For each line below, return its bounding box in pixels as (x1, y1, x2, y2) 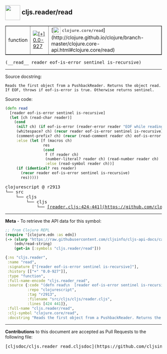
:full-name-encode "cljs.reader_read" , (7, 278, 90, 283)
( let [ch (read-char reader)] (9, 115, 72, 120)
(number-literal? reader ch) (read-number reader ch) (45, 157, 159, 162)
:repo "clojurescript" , (27, 287, 77, 292)
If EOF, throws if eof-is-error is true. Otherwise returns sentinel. (5, 88, 155, 92)
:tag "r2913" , (27, 292, 57, 297)
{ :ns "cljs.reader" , (5, 255, 48, 260)
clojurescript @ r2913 (5, 184, 61, 189)
